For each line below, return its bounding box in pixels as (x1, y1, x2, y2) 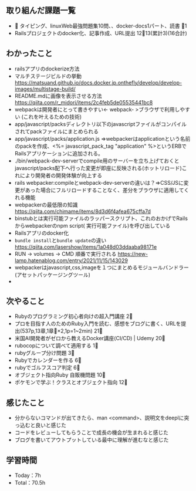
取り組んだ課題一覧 (6, 5, 76, 16)
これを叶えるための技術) (23, 113, 82, 120)
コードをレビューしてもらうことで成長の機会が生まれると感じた (14, 429, 169, 436)
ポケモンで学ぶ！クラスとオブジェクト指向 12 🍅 (14, 379, 128, 386)
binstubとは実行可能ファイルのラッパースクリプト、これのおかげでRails (14, 215, 188, 222)
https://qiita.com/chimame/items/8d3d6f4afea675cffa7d (14, 208, 151, 215)
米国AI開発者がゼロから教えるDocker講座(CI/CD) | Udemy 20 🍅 (14, 335, 165, 342)
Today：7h (14, 472, 41, 479)
